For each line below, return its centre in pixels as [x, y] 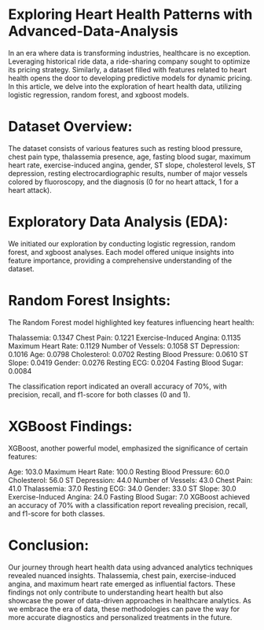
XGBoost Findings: [70, 426]
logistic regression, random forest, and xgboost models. [99, 94]
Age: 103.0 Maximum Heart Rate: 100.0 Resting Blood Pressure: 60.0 [119, 472]
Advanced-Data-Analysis [93, 31]
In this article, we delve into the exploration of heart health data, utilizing [125, 86]
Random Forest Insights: [90, 300]
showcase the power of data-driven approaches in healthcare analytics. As [130, 600]
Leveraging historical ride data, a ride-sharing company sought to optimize [129, 61]
